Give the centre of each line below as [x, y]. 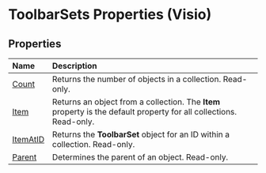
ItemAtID [28, 139]
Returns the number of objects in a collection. [137, 79]
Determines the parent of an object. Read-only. [140, 157]
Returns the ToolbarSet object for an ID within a [141, 134]
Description [74, 66]
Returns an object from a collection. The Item [136, 102]
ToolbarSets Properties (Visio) [110, 15]
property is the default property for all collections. [144, 112]
